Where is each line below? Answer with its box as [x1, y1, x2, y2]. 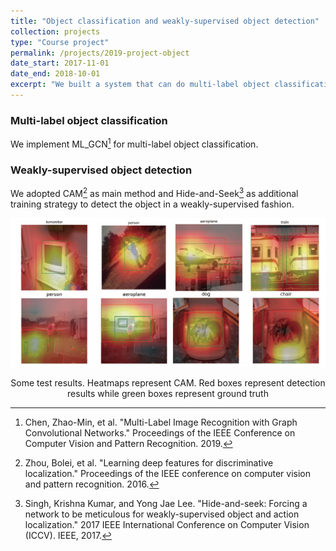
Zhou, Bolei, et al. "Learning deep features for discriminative [24, 457, 274, 469]
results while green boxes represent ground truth [67, 388, 269, 400]
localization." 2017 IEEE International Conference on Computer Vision [24, 519, 310, 531]
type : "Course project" [10, 37, 110, 47]
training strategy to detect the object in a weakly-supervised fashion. [10, 198, 295, 210]
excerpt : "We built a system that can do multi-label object [10, 80, 271, 90]
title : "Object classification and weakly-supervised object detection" [10, 16, 320, 26]
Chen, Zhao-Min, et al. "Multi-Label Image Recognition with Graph [24, 416, 298, 429]
